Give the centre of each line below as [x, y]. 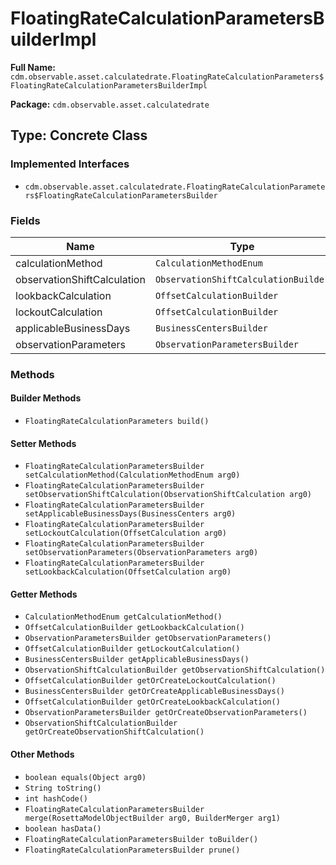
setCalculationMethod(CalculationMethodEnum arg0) [132, 475]
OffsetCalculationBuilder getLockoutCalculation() [132, 649]
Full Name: [33, 67]
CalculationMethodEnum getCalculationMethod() [123, 617]
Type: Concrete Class [79, 135]
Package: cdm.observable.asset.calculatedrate [110, 104]
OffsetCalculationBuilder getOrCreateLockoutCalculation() [150, 681]
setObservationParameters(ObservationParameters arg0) [141, 553]
